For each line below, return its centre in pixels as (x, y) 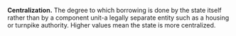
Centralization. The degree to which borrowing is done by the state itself (114, 10)
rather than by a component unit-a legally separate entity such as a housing (118, 18)
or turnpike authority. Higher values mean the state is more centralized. (112, 25)
